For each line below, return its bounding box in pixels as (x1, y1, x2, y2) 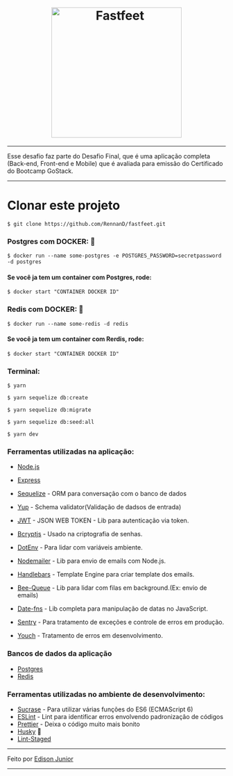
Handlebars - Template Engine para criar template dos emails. (17, 570, 195, 579)
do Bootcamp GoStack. (7, 167, 74, 175)
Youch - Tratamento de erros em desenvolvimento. (17, 631, 163, 640)
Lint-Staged (17, 735, 51, 743)
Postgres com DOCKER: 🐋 (7, 236, 96, 246)
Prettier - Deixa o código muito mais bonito (17, 720, 140, 729)
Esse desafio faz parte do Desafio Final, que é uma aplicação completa (7, 151, 210, 160)
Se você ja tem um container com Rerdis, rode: (7, 335, 144, 343)
